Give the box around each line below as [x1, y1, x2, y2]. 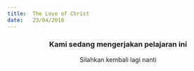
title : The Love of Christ [7, 10, 90, 17]
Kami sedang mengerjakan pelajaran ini [48, 40, 188, 49]
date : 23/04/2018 [7, 17, 65, 24]
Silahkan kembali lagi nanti [79, 55, 157, 63]
